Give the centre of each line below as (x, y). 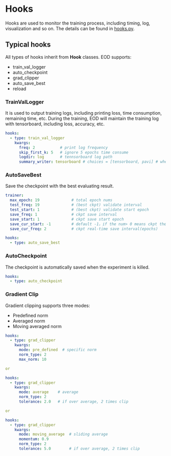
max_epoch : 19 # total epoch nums (61, 200)
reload (19, 89)
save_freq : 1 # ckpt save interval (63, 214)
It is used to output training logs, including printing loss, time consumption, (83, 113)
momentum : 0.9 (34, 439)
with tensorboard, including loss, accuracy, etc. (55, 124)
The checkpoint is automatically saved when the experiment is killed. (78, 267)
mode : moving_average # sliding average (63, 435)
